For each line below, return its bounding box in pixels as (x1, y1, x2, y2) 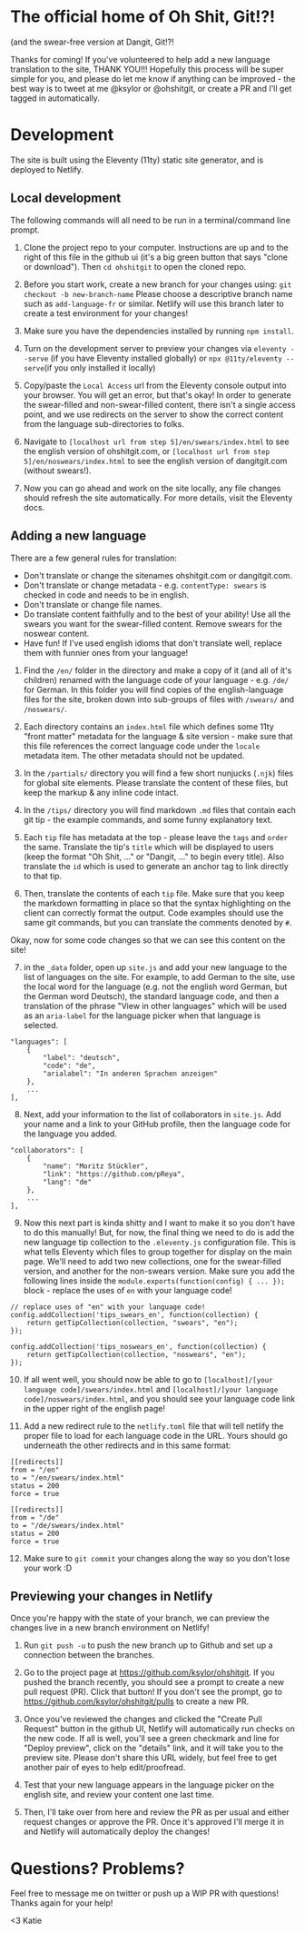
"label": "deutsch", (43, 1053, 121, 1062)
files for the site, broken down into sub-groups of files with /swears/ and (23, 693, 294, 705)
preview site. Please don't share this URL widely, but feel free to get (23, 1752, 278, 1763)
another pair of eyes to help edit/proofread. (23, 1762, 186, 1773)
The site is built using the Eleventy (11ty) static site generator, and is (10, 154, 264, 165)
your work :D (23, 1562, 73, 1573)
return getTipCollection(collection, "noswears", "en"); (26, 1350, 247, 1359)
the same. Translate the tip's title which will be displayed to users (23, 841, 274, 852)
